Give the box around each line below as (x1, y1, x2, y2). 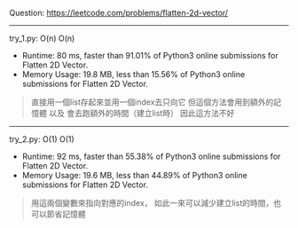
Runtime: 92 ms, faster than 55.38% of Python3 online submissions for (21, 151, 281, 161)
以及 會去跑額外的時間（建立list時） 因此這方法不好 (48, 108, 235, 118)
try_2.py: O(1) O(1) (9, 134, 75, 145)
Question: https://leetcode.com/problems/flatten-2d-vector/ (9, 8, 229, 18)
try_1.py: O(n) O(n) (9, 33, 75, 43)
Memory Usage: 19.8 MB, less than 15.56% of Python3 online (21, 69, 246, 79)
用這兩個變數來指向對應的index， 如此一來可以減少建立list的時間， (30, 198, 274, 208)
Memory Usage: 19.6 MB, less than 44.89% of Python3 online (21, 170, 248, 180)
